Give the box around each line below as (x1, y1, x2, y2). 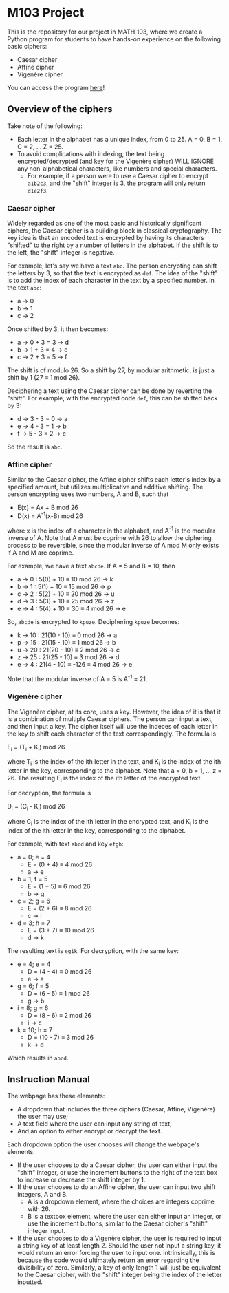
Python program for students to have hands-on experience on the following (7, 34, 221, 43)
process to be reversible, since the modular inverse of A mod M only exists (7, 541, 219, 549)
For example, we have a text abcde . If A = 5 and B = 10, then (7, 562, 175, 570)
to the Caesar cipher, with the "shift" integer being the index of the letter (17, 1271, 222, 1279)
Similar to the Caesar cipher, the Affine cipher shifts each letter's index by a (7, 475, 221, 484)
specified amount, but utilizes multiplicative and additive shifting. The (7, 483, 204, 491)
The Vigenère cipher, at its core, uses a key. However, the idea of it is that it (7, 707, 221, 716)
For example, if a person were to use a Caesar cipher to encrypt (27, 171, 208, 180)
